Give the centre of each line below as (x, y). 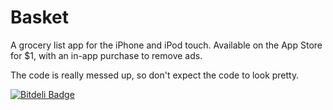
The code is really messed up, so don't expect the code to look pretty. (155, 75)
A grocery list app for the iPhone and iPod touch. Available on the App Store (166, 45)
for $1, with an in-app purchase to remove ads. (106, 55)
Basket (40, 17)
